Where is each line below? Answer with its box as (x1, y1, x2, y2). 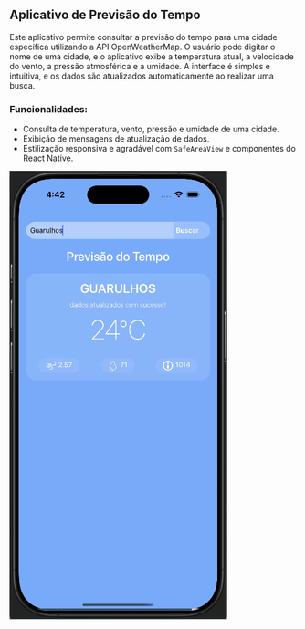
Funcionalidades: (9, 102, 89, 115)
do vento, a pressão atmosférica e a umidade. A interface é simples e (9, 60, 271, 71)
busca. (9, 79, 36, 90)
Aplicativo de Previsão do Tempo (9, 7, 201, 23)
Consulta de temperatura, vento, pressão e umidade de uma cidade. (22, 123, 280, 135)
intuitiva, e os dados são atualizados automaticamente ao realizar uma (9, 70, 274, 81)
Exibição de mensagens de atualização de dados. (22, 133, 210, 144)
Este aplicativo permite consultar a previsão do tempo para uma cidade (9, 31, 278, 42)
